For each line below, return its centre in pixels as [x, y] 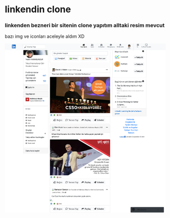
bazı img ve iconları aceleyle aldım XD [45, 36]
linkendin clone [38, 9]
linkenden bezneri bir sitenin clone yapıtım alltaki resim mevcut [85, 26]
